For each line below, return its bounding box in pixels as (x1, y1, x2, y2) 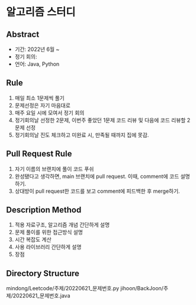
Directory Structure (6, 268, 80, 278)
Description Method (6, 205, 82, 215)
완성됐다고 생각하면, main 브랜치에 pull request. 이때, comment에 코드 (14, 173, 179, 180)
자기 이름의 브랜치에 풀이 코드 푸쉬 (14, 165, 94, 172)
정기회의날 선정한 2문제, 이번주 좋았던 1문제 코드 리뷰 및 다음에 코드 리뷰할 (14, 116, 186, 124)
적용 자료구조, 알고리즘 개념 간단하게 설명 (14, 221, 110, 228)
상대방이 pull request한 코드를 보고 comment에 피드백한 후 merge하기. (14, 187, 181, 194)
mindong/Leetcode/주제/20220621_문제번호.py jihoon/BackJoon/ (6, 285, 164, 292)
